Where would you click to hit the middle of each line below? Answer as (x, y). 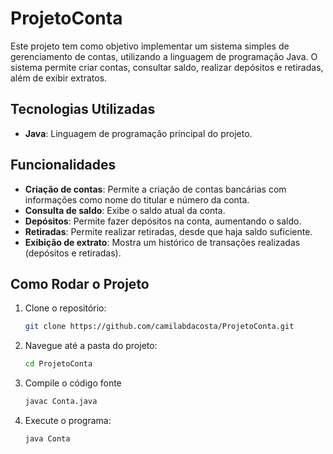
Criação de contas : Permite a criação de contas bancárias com (155, 189)
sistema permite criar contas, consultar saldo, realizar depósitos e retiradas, (167, 67)
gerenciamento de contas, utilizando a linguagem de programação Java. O (164, 56)
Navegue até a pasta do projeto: (91, 346)
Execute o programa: (68, 420)
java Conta (47, 439)
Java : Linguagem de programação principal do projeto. (138, 133)
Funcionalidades (63, 165)
